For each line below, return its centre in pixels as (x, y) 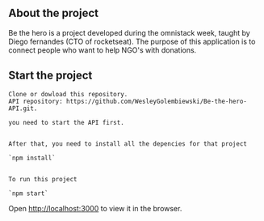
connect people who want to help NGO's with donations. (103, 50)
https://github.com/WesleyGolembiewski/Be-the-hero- (157, 101)
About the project (54, 13)
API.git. (23, 108)
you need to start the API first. (67, 122)
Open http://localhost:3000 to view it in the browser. (95, 208)
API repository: (36, 101)
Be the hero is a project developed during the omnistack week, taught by (129, 32)
